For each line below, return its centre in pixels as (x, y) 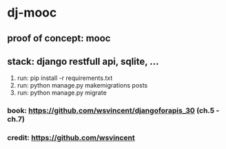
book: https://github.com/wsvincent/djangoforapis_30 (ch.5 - (113, 110)
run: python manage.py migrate (62, 93)
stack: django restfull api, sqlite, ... (83, 61)
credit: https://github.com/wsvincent (71, 138)
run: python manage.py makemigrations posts (82, 86)
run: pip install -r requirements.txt (65, 78)
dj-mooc (32, 13)
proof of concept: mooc (59, 38)
